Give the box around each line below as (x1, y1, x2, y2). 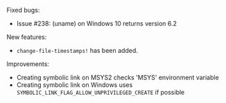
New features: (6, 33, 47, 41)
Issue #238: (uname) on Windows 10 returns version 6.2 (16, 19, 177, 27)
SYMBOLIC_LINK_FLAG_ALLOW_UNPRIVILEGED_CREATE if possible (16, 88, 185, 96)
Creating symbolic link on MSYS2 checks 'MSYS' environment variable (16, 73, 219, 81)
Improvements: (6, 60, 50, 68)
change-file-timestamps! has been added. (16, 47, 138, 54)
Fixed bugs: (6, 6, 40, 14)
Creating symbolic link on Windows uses (16, 81, 133, 89)
